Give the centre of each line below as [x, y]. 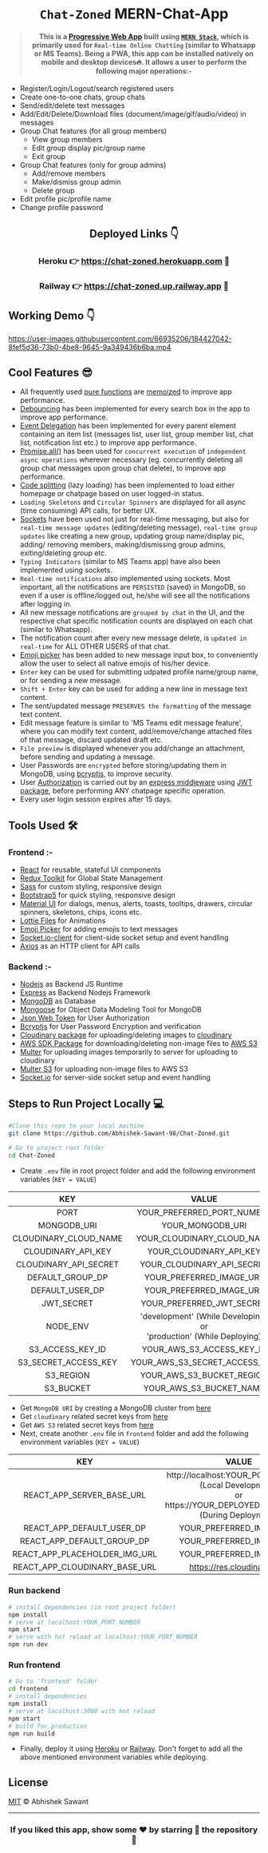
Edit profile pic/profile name [65, 199]
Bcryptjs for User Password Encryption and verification [110, 1027]
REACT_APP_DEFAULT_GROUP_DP [85, 1541]
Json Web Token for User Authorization [85, 1018]
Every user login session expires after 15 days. [96, 799]
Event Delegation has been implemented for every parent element [128, 426]
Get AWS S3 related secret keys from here [87, 1425]
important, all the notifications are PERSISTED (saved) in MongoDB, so [132, 587]
